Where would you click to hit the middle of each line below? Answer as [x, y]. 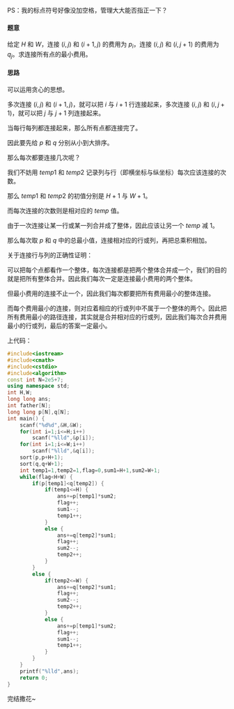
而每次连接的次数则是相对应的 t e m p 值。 [65, 211]
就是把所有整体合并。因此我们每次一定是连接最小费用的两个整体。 [102, 279]
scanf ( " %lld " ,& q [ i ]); [64, 451]
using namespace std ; [39, 386]
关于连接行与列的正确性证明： [50, 255]
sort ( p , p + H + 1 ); [42, 457]
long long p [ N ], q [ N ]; [39, 412]
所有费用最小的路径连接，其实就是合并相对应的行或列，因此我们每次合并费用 [117, 317]
